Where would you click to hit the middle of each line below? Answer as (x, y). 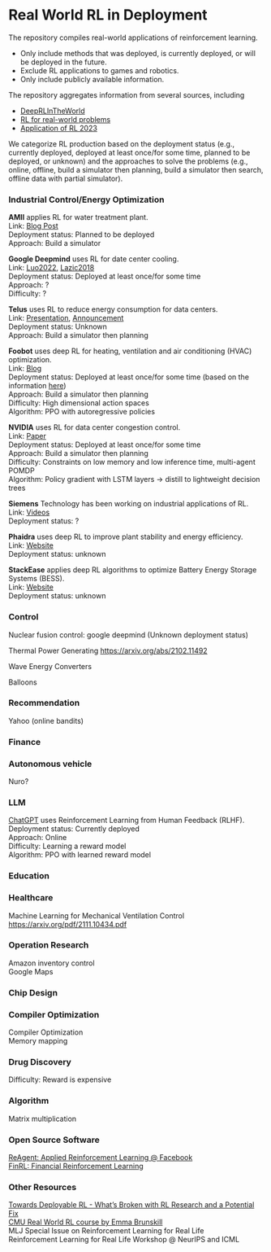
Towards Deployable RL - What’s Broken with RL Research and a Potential (131, 1205)
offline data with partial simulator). (66, 178)
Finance (25, 742)
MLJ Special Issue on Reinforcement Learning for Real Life (106, 1231)
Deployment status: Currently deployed (74, 829)
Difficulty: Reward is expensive (60, 1079)
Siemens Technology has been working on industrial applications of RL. (129, 504)
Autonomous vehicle (50, 764)
